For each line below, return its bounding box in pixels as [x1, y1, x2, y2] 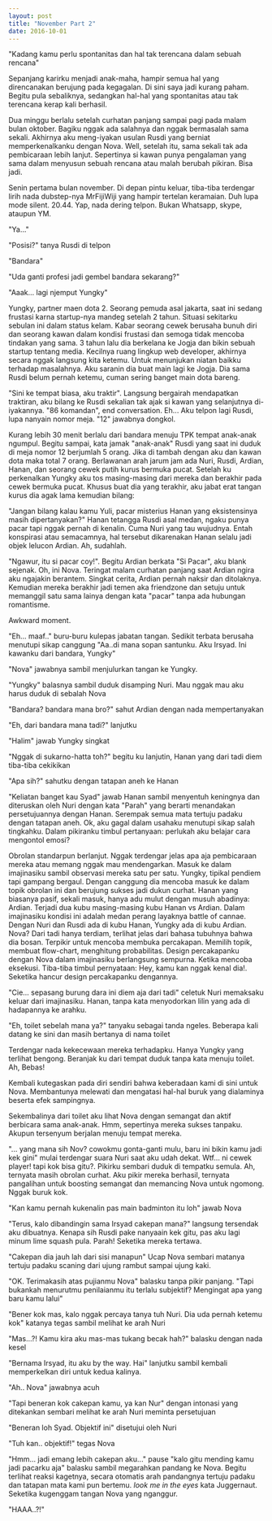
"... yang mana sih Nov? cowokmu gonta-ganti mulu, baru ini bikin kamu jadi [8, 1144, 262, 1154]
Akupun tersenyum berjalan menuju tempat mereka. [8, 1128, 183, 1139]
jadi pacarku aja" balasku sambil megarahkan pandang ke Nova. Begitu [8, 1463, 247, 1473]
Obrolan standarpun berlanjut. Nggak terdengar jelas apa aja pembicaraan [8, 851, 257, 861]
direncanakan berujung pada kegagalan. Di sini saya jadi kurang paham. [8, 82, 249, 92]
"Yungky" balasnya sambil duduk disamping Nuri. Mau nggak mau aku [8, 680, 244, 690]
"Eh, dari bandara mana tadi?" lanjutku [8, 721, 137, 730]
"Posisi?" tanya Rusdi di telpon [8, 241, 111, 251]
